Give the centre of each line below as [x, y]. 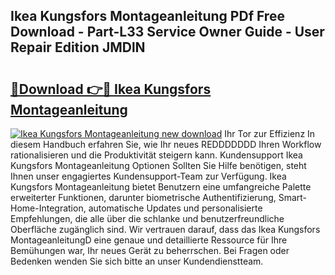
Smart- [293, 197]
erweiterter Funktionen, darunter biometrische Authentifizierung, [143, 197]
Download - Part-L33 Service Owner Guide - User [167, 32]
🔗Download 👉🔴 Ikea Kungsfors [111, 89]
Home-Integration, [48, 208]
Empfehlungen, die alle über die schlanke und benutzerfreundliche [147, 218]
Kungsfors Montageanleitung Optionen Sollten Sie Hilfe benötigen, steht [158, 165]
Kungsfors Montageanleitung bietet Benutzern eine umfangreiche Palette [161, 187]
